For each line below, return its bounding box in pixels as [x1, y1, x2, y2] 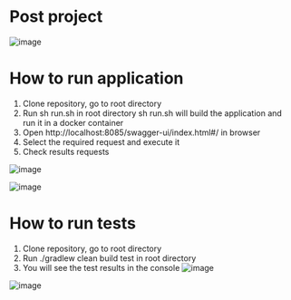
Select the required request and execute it [22, 136, 180, 147]
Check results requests [22, 146, 110, 157]
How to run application [9, 68, 184, 89]
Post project [9, 6, 103, 27]
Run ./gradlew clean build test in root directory [22, 252, 197, 264]
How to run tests [9, 213, 136, 234]
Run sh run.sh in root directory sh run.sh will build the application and [22, 107, 283, 119]
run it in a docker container [22, 117, 124, 128]
